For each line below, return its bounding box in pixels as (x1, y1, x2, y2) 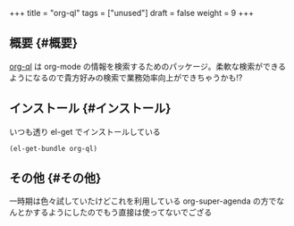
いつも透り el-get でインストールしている (9, 126, 161, 137)
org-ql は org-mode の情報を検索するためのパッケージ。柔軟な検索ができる (9, 61, 287, 71)
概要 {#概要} (9, 36, 79, 51)
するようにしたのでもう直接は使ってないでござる (32, 207, 213, 218)
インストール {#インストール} (9, 101, 172, 116)
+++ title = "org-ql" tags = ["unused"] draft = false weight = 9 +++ (9, 8, 255, 18)
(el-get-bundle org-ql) (9, 144, 98, 153)
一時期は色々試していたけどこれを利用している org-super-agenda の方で (9, 196, 277, 206)
